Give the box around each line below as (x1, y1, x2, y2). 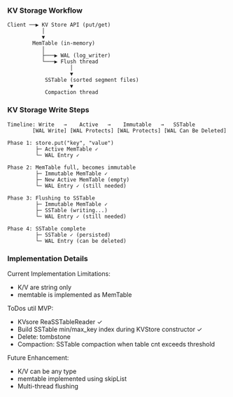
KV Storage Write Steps (7, 105, 90, 115)
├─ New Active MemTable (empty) (35, 176, 130, 183)
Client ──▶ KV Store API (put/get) (7, 22, 111, 29)
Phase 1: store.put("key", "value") (7, 139, 114, 146)
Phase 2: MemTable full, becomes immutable (7, 164, 136, 171)
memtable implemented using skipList (17, 374, 127, 383)
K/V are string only (17, 283, 72, 291)
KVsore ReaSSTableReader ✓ (17, 317, 103, 326)
